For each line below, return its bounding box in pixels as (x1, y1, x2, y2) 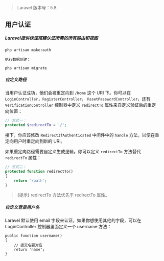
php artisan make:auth (5, 47, 51, 53)
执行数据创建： (5, 57, 31, 62)
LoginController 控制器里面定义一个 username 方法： (5, 224, 112, 230)
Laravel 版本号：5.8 (17, 5, 57, 10)
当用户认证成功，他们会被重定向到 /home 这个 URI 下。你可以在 (5, 90, 131, 96)
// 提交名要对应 (14, 243, 43, 248)
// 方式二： (5, 165, 27, 169)
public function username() (5, 234, 63, 238)
